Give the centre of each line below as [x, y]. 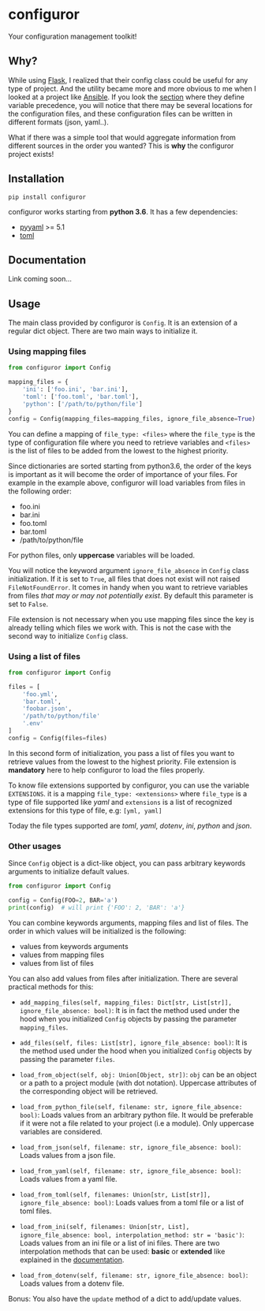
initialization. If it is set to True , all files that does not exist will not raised [124, 579]
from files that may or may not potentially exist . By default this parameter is [131, 595]
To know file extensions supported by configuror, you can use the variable [129, 785]
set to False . [28, 604]
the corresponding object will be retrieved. [89, 1091]
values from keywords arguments [74, 946]
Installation [36, 179]
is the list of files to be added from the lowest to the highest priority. [118, 450]
